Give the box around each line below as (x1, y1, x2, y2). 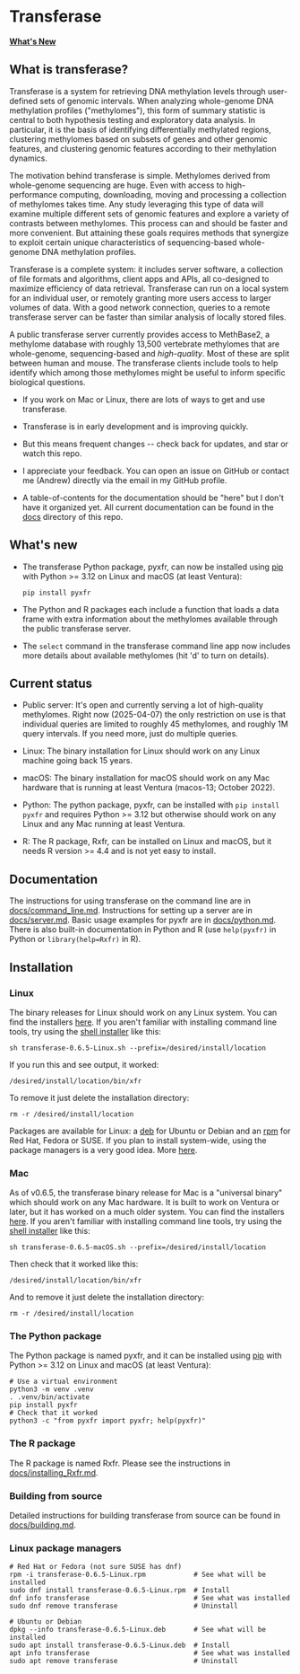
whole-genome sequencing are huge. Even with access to (9, 180, 224, 190)
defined (9, 95, 39, 106)
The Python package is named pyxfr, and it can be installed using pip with (9, 1350, 282, 1361)
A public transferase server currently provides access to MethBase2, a (9, 329, 270, 339)
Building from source (9, 1489, 103, 1502)
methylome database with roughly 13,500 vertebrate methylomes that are (9, 339, 280, 349)
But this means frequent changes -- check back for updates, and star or (21, 438, 289, 449)
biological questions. (9, 376, 86, 387)
